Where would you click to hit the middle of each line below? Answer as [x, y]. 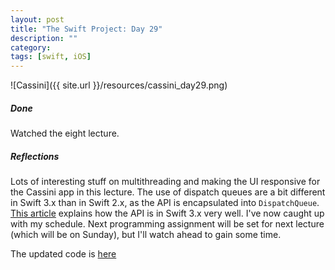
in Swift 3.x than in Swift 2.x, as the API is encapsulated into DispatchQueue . [165, 203]
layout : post [37, 19]
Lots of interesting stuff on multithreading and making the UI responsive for [165, 182]
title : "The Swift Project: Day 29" [86, 29]
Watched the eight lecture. [65, 133]
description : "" [44, 38]
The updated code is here [63, 254]
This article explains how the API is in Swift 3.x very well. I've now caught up [167, 213]
